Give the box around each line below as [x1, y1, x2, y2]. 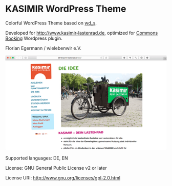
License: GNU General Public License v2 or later [5, 165, 107, 171]
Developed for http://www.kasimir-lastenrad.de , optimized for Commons [5, 30, 158, 36]
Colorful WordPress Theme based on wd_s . [5, 20, 97, 26]
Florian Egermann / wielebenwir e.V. [5, 45, 82, 51]
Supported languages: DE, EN [5, 155, 68, 161]
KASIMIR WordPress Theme [5, 3, 126, 15]
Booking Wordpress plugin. [5, 35, 62, 41]
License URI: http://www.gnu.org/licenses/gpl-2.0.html [5, 175, 121, 181]
